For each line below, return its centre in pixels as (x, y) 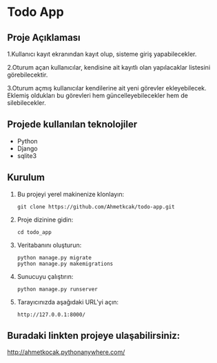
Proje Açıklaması (44, 38)
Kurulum (26, 178)
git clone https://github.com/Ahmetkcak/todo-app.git (96, 207)
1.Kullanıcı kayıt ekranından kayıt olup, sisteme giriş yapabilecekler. (102, 54)
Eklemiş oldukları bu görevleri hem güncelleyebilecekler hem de (97, 95)
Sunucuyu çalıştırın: (45, 276)
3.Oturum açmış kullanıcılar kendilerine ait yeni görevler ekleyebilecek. (107, 88)
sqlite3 (27, 155)
